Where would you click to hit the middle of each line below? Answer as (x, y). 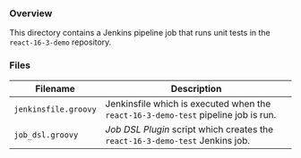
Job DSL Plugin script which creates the (189, 129)
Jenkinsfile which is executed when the (188, 104)
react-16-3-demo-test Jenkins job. (178, 140)
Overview (31, 13)
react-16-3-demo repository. (60, 42)
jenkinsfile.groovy (55, 109)
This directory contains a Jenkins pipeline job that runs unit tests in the (140, 33)
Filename (56, 88)
